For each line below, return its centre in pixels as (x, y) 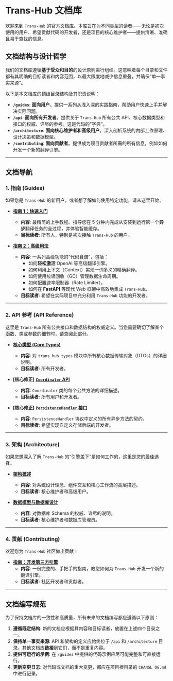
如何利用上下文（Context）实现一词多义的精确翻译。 (84, 270)
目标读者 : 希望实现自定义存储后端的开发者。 (67, 425)
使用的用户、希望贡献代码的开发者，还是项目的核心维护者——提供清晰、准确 (86, 32)
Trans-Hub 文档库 (44, 11)
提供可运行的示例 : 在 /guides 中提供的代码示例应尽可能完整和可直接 (84, 654)
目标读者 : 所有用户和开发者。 (51, 396)
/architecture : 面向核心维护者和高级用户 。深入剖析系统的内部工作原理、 (90, 130)
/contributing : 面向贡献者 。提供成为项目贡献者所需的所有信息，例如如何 (90, 143)
